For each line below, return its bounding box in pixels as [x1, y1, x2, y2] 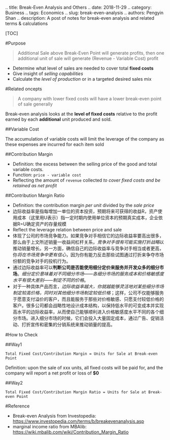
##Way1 [5, 342, 22, 347]
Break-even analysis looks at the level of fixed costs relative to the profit [5, 111, 157, 117]
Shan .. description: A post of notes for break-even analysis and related [5, 15, 155, 21]
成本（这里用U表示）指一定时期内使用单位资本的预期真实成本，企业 [17, 215, 159, 220]
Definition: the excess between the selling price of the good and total [12, 161, 157, 167]
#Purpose [5, 40, 26, 46]
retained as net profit [12, 183, 57, 188]
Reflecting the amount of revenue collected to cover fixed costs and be [12, 177, 161, 183]
